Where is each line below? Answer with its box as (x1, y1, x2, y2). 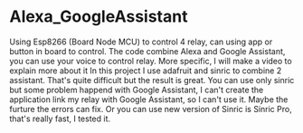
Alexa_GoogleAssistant (9, 6, 188, 27)
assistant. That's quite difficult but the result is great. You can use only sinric (9, 74, 295, 85)
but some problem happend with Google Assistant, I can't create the (9, 84, 264, 95)
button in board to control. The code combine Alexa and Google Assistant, (9, 45, 286, 56)
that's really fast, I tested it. (9, 113, 111, 124)
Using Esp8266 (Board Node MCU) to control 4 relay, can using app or (9, 36, 273, 47)
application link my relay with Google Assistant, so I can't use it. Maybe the (9, 93, 289, 105)
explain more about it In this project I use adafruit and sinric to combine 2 (9, 65, 282, 76)
